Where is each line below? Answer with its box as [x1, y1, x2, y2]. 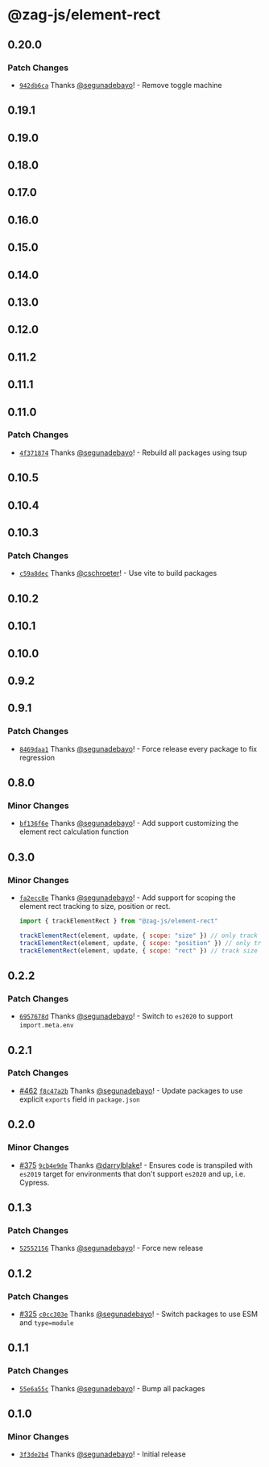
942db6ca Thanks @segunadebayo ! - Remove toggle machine [19, 80, 222, 90]
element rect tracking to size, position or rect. [19, 901, 171, 911]
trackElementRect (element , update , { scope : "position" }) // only [19, 939, 251, 947]
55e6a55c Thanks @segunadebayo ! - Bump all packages [19, 1383, 206, 1393]
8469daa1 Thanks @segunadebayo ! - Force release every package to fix [19, 744, 258, 753]
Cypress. [19, 1177, 50, 1187]
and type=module [19, 1317, 74, 1327]
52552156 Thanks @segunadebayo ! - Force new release [19, 1244, 204, 1253]
